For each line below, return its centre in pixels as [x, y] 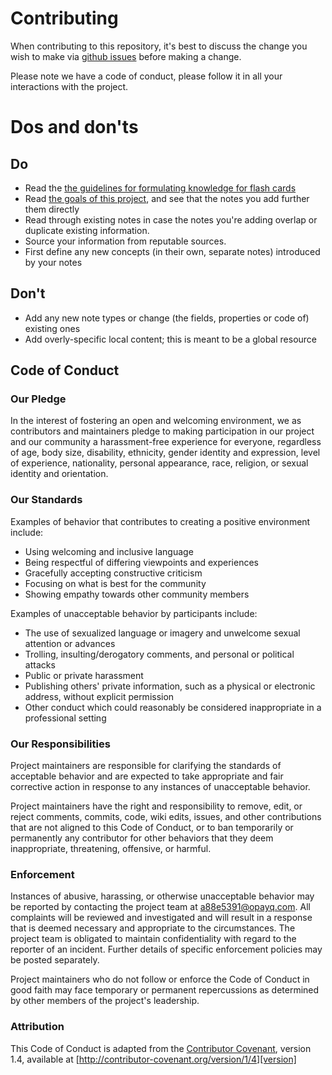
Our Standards [46, 500]
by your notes [53, 262]
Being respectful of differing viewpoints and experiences [141, 562]
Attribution [37, 1027]
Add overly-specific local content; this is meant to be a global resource [171, 339]
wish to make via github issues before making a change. [126, 56]
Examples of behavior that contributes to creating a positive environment [160, 521]
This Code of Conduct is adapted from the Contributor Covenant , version [161, 1048]
